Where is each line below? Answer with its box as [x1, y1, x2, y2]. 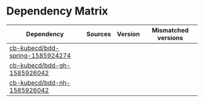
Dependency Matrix [6, 4, 108, 18]
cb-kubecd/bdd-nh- [9, 78, 71, 87]
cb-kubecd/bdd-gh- [9, 61, 71, 69]
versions [157, 33, 183, 42]
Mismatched [151, 26, 189, 34]
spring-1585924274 [9, 51, 71, 60]
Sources [86, 30, 111, 38]
